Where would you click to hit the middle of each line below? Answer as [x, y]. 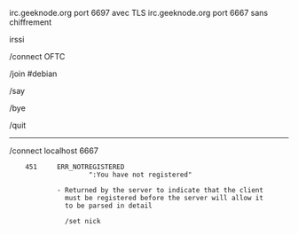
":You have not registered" [140, 175]
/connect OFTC [37, 56]
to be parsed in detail [109, 206]
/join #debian [33, 74]
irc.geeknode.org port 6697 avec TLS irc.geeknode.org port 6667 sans [139, 13]
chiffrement [30, 22]
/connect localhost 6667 [54, 151]
